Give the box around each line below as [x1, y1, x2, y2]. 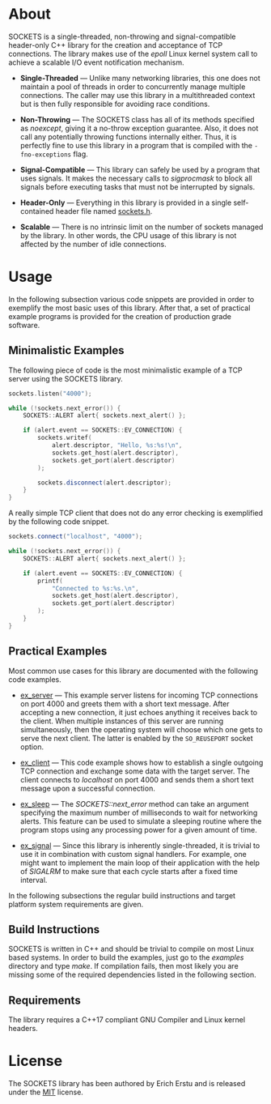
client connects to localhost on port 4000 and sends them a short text [19, 774, 254, 784]
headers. [8, 1024, 38, 1034]
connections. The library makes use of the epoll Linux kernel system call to [8, 49, 258, 58]
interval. [19, 875, 48, 884]
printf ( [37, 577, 63, 585]
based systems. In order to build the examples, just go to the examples [8, 953, 244, 962]
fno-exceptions [19, 151, 72, 159]
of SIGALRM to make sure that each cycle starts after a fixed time [19, 866, 239, 876]
